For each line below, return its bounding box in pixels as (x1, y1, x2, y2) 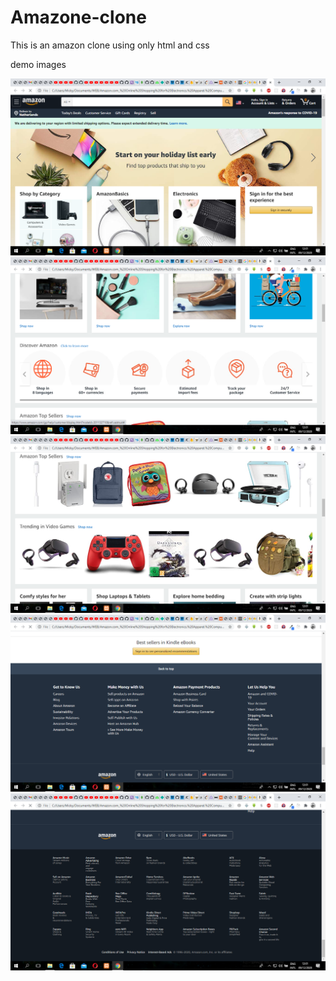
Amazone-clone (10, 6, 147, 29)
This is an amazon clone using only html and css (10, 39, 210, 51)
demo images (10, 58, 67, 70)
